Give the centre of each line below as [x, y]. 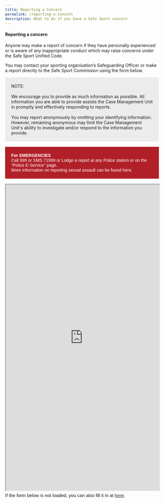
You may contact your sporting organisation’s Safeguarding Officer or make [81, 65]
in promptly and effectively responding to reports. [61, 107]
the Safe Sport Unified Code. [34, 56]
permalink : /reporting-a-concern [39, 14]
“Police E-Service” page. [34, 165]
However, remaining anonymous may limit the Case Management [77, 122]
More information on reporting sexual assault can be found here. [72, 170]
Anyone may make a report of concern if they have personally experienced [80, 45]
